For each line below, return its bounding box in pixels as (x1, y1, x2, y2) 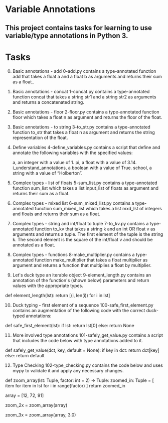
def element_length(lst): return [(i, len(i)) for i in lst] (5, 292, 110, 298)
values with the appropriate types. (12, 283, 84, 289)
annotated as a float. (12, 242, 55, 248)
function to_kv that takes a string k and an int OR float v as (35, 226, 155, 232)
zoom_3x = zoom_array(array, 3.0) (5, 411, 76, 417)
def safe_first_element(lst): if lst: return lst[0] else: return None (5, 322, 134, 328)
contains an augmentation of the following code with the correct (12, 307, 145, 313)
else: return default (5, 352, 45, 358)
